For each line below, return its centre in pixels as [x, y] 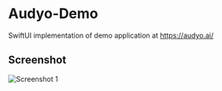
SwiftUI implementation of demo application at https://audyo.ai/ [111, 35]
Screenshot [37, 60]
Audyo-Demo [53, 14]
